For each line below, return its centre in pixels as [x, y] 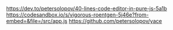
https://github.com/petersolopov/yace [115, 21]
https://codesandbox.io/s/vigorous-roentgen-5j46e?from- [78, 15]
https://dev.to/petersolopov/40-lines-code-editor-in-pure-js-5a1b [86, 9]
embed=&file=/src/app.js [37, 21]
